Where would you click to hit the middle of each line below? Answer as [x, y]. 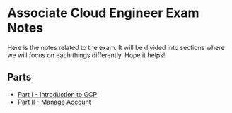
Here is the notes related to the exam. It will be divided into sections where [116, 47]
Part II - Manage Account [54, 102]
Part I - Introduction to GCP [57, 94]
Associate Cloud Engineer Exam [103, 13]
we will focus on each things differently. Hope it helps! [86, 55]
